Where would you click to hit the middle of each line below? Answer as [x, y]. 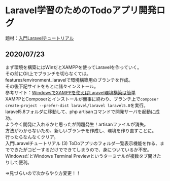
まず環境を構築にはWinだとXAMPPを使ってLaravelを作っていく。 [74, 67]
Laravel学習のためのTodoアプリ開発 [81, 10]
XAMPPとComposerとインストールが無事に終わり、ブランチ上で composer [82, 99]
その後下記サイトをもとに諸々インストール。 [52, 86]
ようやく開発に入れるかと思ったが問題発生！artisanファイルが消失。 [77, 124]
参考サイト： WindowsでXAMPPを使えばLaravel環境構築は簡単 [71, 92]
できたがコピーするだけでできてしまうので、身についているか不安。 [81, 150]
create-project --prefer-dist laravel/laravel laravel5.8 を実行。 [77, 105]
